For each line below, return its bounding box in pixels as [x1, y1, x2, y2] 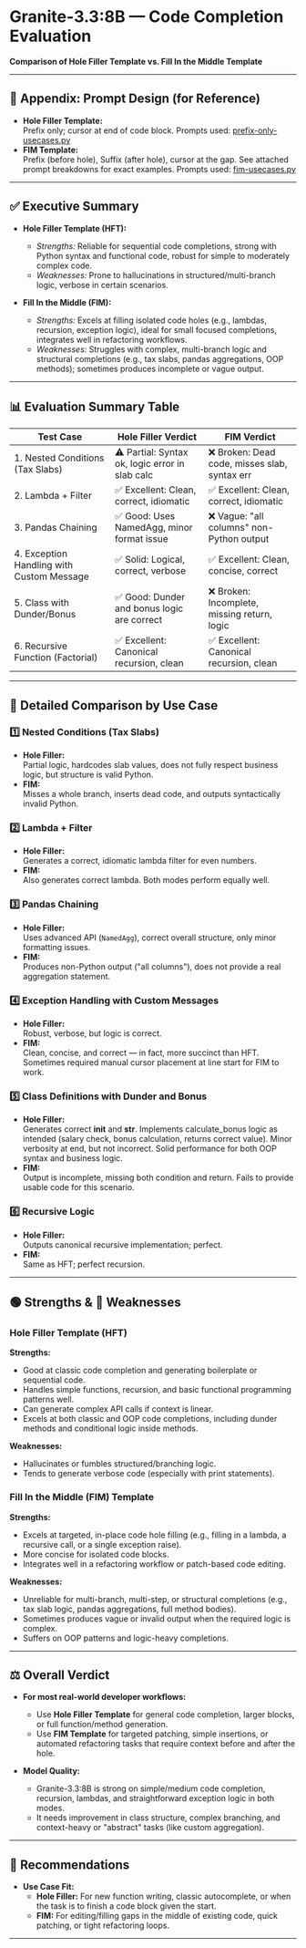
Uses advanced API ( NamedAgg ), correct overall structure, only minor [22, 932, 277, 943]
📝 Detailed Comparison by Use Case [9, 698, 219, 713]
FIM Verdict [224, 430, 276, 443]
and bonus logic [115, 602, 184, 615]
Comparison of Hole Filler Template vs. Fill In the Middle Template [9, 56, 263, 67]
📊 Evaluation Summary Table [9, 399, 180, 414]
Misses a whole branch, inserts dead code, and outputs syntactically [22, 789, 280, 800]
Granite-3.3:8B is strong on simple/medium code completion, [36, 1783, 266, 1794]
